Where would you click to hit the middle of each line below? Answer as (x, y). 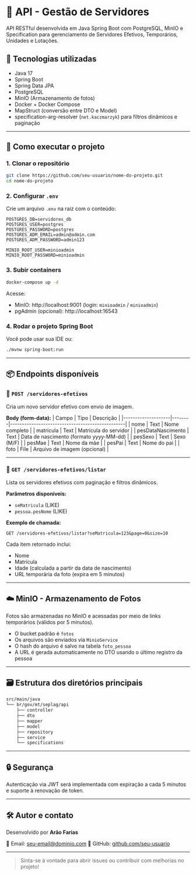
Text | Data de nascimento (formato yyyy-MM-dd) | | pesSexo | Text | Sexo (96, 436)
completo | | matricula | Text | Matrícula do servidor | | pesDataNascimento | (97, 430)
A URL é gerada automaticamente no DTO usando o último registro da (98, 652)
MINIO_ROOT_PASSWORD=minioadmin (45, 255)
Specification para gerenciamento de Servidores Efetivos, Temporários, (92, 34)
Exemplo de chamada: (34, 522)
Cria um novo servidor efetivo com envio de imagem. (70, 406)
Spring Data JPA (34, 85)
